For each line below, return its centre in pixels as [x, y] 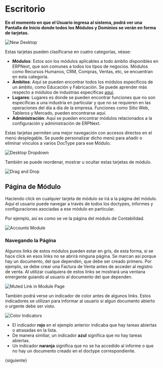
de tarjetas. [17, 33]
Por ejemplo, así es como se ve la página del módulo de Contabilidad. [75, 218]
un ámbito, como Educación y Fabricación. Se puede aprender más [80, 87]
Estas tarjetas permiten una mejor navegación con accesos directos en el [79, 133]
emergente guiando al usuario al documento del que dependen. [69, 277]
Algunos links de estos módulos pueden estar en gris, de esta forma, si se [79, 251]
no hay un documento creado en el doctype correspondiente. [74, 351]
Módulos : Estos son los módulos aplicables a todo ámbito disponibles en [85, 61]
